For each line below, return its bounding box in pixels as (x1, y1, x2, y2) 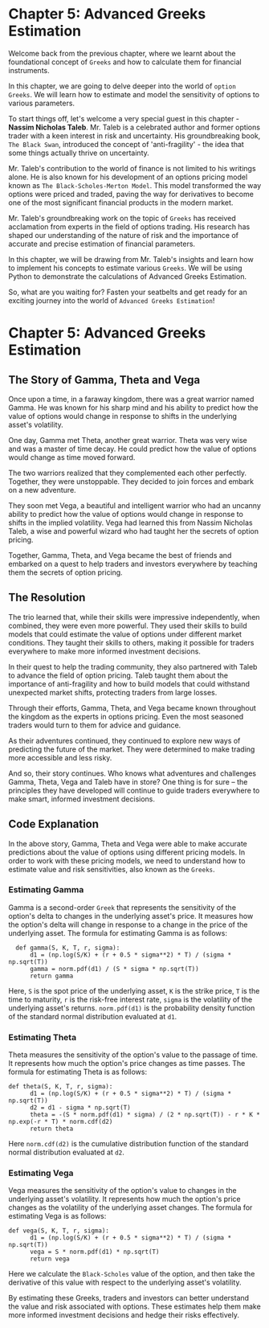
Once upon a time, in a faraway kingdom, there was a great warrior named (8, 394, 255, 404)
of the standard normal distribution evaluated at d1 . (8, 1011, 177, 1021)
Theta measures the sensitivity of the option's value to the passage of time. (8, 1050, 259, 1060)
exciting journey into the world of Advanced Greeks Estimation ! (8, 295, 215, 305)
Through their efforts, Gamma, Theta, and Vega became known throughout (8, 703, 257, 712)
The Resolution (8, 591, 86, 605)
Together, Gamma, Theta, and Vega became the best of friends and (8, 550, 232, 559)
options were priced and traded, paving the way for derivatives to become (8, 189, 255, 199)
